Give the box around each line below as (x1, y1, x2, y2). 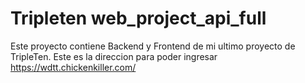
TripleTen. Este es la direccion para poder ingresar (10, 50, 218, 62)
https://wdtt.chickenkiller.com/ (10, 61, 137, 73)
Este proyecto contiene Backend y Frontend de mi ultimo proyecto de (10, 40, 296, 52)
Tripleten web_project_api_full (10, 7, 267, 30)
